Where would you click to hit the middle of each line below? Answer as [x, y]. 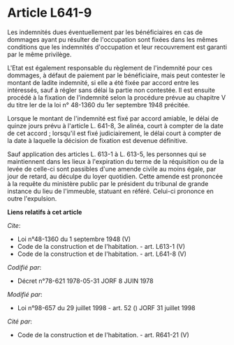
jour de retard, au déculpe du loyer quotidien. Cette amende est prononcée [115, 176]
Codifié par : [24, 267]
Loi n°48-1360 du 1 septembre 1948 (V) [74, 239]
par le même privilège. [39, 54]
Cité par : [20, 321]
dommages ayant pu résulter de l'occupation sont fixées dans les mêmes [112, 39]
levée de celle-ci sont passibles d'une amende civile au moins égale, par [112, 169]
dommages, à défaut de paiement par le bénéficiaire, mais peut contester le [116, 75]
